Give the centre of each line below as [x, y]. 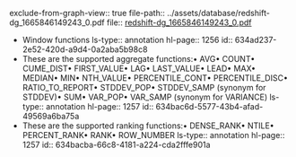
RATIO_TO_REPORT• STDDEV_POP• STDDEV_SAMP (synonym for [144, 87]
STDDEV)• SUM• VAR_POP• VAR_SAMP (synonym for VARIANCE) [144, 97]
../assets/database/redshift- [219, 13]
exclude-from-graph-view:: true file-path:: [87, 13]
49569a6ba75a [51, 116]
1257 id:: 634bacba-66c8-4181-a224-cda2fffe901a [116, 144]
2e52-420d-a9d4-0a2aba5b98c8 [85, 49]
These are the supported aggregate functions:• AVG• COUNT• [139, 59]
